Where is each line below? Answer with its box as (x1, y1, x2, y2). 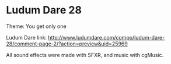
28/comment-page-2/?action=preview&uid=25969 (6, 40, 128, 47)
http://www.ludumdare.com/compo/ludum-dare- (48, 34, 165, 41)
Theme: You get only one (6, 23, 67, 30)
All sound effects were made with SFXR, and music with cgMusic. (6, 51, 164, 58)
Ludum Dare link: (6, 34, 47, 41)
